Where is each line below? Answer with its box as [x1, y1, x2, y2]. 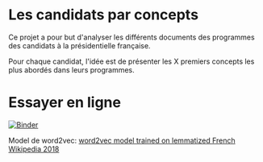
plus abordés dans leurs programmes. [8, 64, 135, 74]
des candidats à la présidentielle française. [8, 40, 151, 50]
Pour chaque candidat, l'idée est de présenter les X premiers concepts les [8, 56, 255, 66]
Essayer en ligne [8, 93, 121, 112]
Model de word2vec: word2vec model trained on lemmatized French [8, 135, 236, 145]
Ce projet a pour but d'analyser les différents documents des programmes [8, 32, 256, 42]
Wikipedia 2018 [8, 143, 60, 154]
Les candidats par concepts [8, 6, 199, 24]
